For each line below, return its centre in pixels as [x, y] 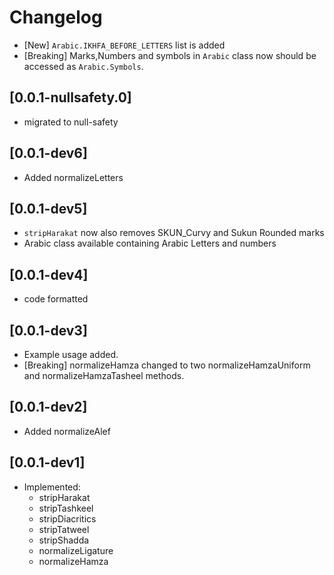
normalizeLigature [76, 550]
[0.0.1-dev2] [48, 407]
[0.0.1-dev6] [48, 153]
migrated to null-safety [71, 122]
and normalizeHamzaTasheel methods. [104, 375]
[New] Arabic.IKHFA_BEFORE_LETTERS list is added [124, 45]
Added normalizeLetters [73, 177]
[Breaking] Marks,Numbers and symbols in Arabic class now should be [170, 55]
